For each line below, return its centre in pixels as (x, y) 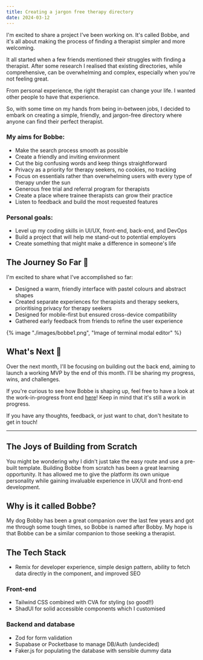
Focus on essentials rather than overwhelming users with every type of (103, 176)
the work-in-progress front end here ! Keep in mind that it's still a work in (96, 397)
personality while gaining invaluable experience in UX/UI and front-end (95, 480)
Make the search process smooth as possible (72, 150)
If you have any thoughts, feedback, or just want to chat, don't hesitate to (98, 415)
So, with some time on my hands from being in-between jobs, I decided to (98, 108)
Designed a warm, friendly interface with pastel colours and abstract (100, 289)
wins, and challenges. (33, 379)
